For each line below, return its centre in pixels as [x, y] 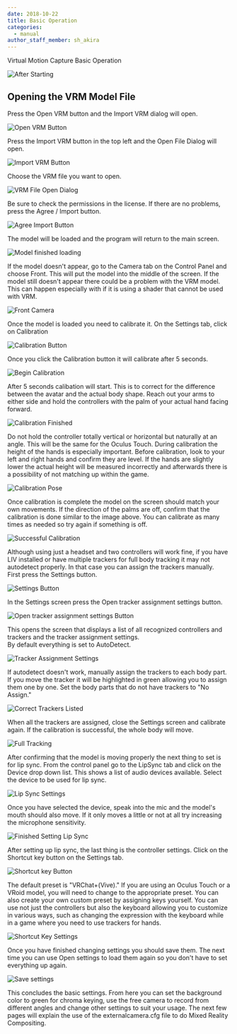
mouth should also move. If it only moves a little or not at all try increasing [115, 815]
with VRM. [22, 296]
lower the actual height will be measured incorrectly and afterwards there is [117, 466]
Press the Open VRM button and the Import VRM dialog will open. [103, 114]
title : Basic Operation [42, 21]
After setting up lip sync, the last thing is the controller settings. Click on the [118, 849]
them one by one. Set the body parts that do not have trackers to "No [108, 687]
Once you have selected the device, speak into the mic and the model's [111, 807]
